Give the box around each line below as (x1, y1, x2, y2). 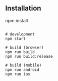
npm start (5, 36, 26, 41)
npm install (5, 17, 28, 23)
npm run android (5, 67, 39, 72)
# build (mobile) (5, 63, 42, 68)
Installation (5, 4, 41, 13)
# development (5, 31, 35, 37)
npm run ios (5, 71, 30, 76)
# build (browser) (5, 45, 44, 50)
